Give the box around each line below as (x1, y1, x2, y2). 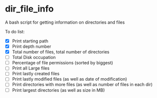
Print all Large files (12, 65, 50, 71)
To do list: (5, 28, 25, 34)
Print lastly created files (12, 71, 60, 77)
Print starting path (12, 38, 49, 44)
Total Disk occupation (12, 55, 56, 60)
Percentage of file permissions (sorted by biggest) (12, 60, 113, 66)
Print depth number (12, 43, 52, 49)
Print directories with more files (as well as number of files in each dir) (12, 82, 153, 87)
